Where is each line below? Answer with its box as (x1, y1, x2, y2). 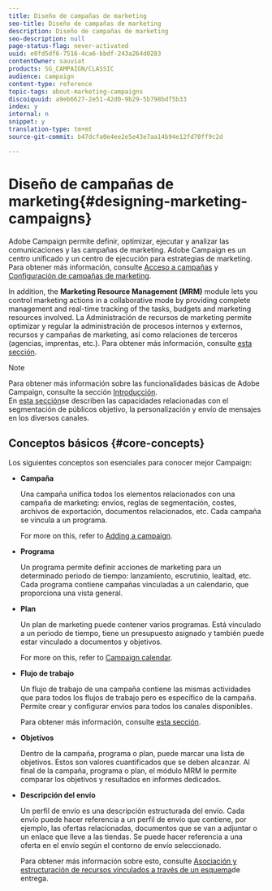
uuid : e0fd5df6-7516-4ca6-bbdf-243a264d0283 (8, 50, 162, 58)
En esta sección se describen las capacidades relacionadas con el (8, 396, 229, 405)
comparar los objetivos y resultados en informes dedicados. (19, 775, 222, 785)
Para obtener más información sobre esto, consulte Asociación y (19, 856, 237, 866)
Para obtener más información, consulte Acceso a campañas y (8, 262, 218, 272)
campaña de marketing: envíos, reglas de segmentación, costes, (19, 498, 237, 508)
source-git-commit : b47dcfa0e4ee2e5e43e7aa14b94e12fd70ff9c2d (8, 132, 223, 141)
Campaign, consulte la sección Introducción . (8, 387, 158, 396)
